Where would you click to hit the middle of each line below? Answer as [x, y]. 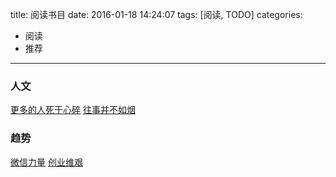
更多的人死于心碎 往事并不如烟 [73, 110]
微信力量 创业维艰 [46, 162]
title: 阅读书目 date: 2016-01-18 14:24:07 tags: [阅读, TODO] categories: [156, 14]
